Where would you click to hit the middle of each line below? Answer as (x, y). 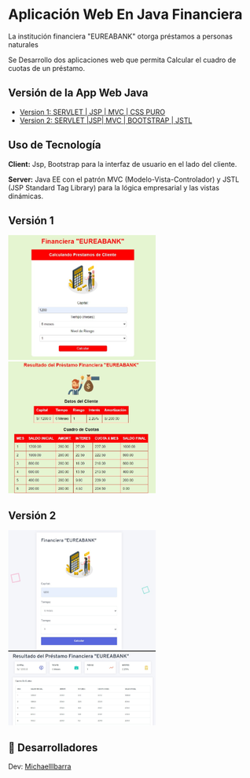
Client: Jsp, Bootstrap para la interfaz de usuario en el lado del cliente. (123, 164)
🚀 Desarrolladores (53, 748)
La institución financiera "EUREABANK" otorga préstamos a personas (121, 36)
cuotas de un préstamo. (47, 68)
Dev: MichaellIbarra (40, 767)
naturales (24, 44)
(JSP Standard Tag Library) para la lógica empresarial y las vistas (114, 187)
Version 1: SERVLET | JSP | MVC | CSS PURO (92, 112)
